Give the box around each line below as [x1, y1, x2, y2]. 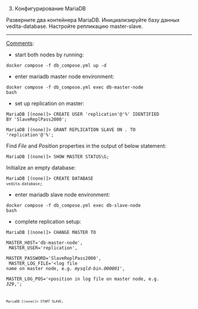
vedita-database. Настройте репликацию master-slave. [6, 23, 143, 30]
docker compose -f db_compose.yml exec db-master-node [6, 84, 144, 90]
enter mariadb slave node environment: [14, 191, 110, 198]
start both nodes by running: [14, 51, 84, 58]
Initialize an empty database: [6, 164, 76, 171]
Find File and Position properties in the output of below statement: [6, 142, 167, 149]
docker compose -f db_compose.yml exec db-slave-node [6, 203, 141, 209]
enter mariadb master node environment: [14, 73, 115, 80]
